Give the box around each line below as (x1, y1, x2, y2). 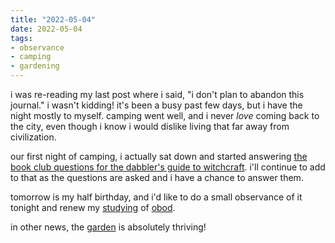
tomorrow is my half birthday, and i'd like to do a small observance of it (10, 191, 303, 203)
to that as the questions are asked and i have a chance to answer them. (10, 172, 304, 183)
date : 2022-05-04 (10, 24, 83, 34)
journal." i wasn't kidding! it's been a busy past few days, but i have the (10, 99, 303, 111)
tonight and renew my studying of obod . (10, 202, 176, 213)
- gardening (10, 61, 60, 71)
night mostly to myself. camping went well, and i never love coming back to (10, 110, 320, 121)
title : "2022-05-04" (10, 14, 97, 25)
